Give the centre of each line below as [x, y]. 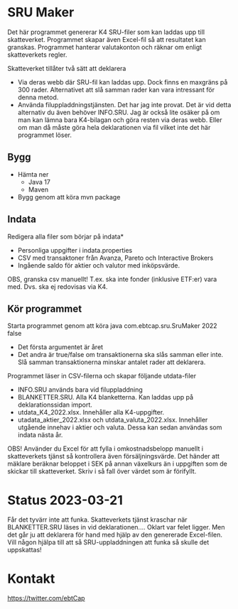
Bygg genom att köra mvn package [69, 197]
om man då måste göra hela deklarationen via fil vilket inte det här [114, 127]
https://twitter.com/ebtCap [46, 598]
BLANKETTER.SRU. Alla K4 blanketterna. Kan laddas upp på [106, 397]
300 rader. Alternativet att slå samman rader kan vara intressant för [116, 89]
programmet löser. [45, 135]
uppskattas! [25, 550]
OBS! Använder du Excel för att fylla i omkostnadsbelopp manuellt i [106, 449]
